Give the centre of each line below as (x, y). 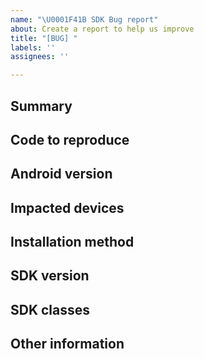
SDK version (50, 276)
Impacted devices (67, 207)
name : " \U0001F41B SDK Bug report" (84, 19)
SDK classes (50, 309)
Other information (67, 344)
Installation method (72, 242)
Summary (41, 106)
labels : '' (33, 47)
